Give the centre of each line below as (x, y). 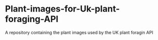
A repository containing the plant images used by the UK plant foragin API (79, 32)
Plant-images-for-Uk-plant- (63, 9)
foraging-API (32, 19)
